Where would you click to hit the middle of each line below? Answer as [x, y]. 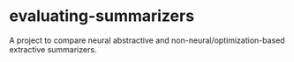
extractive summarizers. [53, 49]
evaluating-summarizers [102, 16]
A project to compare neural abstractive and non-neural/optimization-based [147, 40]
